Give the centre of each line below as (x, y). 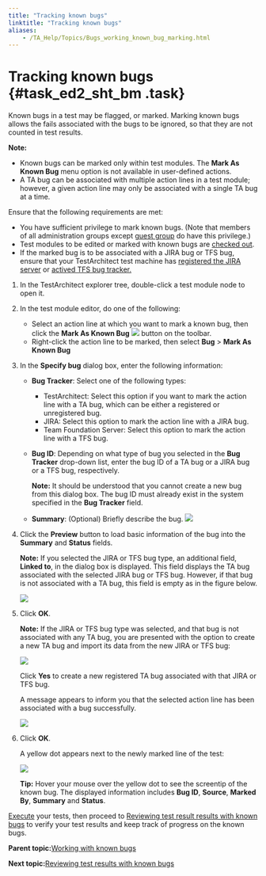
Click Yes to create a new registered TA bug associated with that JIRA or (138, 676)
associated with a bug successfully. (78, 708)
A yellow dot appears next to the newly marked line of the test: (122, 754)
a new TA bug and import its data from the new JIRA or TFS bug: (125, 646)
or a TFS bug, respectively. (76, 470)
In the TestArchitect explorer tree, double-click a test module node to (132, 285)
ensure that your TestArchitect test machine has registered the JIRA (130, 261)
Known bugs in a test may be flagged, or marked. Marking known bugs (124, 116)
